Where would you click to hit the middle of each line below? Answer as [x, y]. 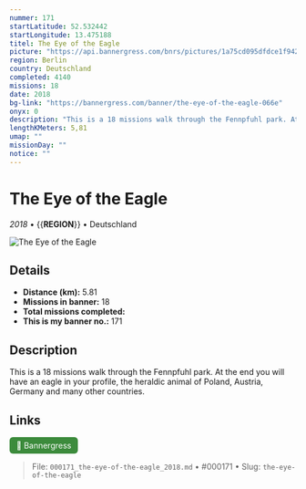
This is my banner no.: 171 [72, 321]
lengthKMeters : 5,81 [49, 129]
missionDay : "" [38, 145]
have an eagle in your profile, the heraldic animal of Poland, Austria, [137, 382]
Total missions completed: [74, 312]
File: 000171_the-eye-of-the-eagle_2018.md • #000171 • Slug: [146, 467]
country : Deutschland [51, 69]
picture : [26, 52]
